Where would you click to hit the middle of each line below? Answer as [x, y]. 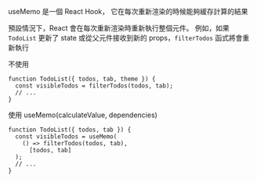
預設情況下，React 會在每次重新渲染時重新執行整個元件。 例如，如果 [119, 28]
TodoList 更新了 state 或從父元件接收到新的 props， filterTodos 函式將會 [125, 38]
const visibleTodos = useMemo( [66, 137]
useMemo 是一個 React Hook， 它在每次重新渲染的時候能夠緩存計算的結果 [128, 11]
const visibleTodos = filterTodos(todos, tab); [94, 86]
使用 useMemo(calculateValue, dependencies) [83, 115]
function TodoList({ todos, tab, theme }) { [82, 79]
